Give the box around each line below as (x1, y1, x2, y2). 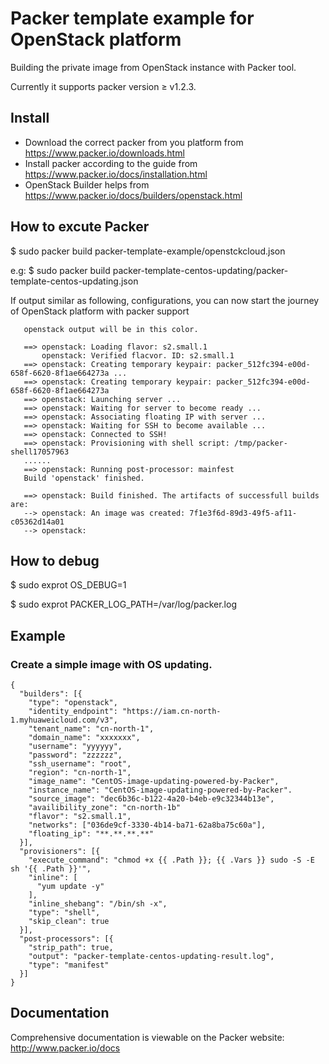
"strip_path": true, (28, 943, 114, 953)
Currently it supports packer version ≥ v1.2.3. (10, 80, 197, 92)
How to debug (10, 552, 100, 569)
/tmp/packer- (233, 438, 288, 448)
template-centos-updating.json (10, 275, 139, 287)
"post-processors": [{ (19, 934, 114, 944)
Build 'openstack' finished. (23, 473, 145, 483)
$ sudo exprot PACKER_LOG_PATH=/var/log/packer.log (10, 598, 237, 611)
